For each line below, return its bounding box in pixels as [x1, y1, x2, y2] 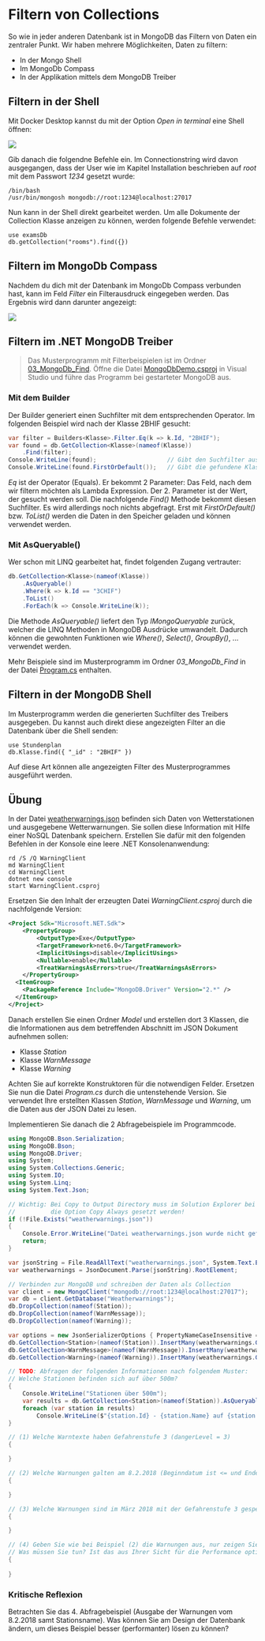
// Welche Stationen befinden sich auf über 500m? [8, 1375, 178, 1383]
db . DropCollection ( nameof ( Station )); [8, 1302, 132, 1311]
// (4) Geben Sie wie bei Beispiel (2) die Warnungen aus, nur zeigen [8, 1541, 245, 1549]
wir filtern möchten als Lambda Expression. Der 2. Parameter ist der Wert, [8, 486, 248, 495]
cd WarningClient [8, 868, 65, 876]
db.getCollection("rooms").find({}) [8, 238, 129, 246]
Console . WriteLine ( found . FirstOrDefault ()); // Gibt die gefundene [8, 464, 242, 472]
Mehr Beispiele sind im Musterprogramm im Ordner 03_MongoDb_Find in [8, 657, 246, 666]
